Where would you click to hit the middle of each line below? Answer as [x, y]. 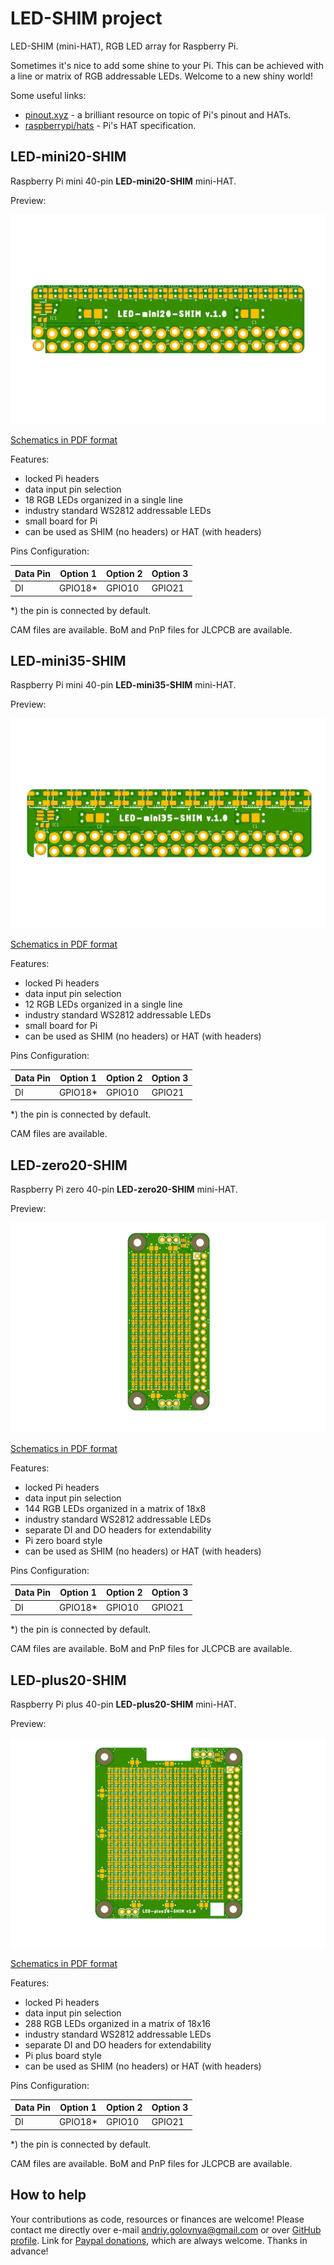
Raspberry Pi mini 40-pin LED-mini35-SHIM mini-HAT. [123, 685]
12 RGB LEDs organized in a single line [103, 1004]
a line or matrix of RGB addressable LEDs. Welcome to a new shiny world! [161, 76]
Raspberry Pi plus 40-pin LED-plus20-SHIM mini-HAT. [123, 1704]
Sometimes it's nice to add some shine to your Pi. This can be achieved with [167, 65]
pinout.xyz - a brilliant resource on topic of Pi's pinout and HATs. [158, 114]
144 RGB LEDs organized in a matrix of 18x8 [115, 1508]
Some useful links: [48, 95]
